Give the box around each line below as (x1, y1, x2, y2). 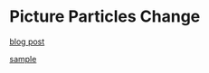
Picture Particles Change (9, 6, 201, 27)
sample (9, 53, 37, 64)
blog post (9, 36, 45, 47)
